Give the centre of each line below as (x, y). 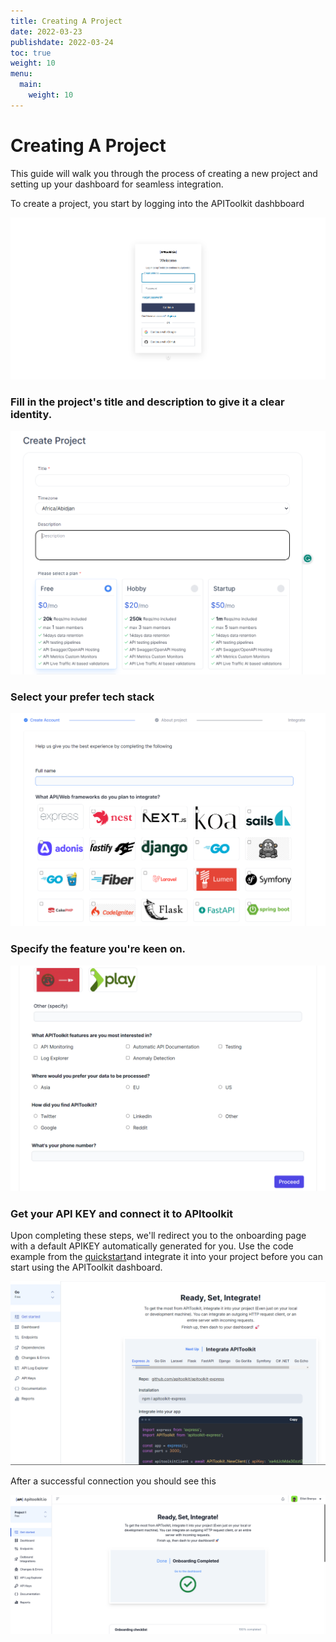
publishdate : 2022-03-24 (62, 42)
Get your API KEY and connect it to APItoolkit (122, 1213)
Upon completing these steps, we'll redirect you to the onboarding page (158, 1236)
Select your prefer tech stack (82, 697)
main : (31, 85)
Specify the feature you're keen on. (98, 949)
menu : (21, 74)
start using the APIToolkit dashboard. (86, 1267)
